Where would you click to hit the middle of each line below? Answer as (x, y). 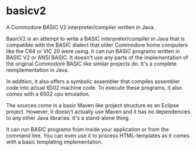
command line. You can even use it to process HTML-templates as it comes (98, 135)
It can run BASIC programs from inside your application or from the (88, 129)
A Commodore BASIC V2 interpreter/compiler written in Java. (81, 27)
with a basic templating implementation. (55, 142)
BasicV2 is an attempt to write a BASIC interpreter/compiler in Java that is (95, 38)
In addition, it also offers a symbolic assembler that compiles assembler (93, 81)
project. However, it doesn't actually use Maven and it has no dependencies (98, 111)
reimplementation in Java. (37, 70)
